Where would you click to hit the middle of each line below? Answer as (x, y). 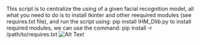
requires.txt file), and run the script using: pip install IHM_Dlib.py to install (99, 21)
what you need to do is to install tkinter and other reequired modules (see (99, 15)
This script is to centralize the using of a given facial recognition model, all (100, 9)
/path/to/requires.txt (32, 34)
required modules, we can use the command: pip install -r (79, 28)
